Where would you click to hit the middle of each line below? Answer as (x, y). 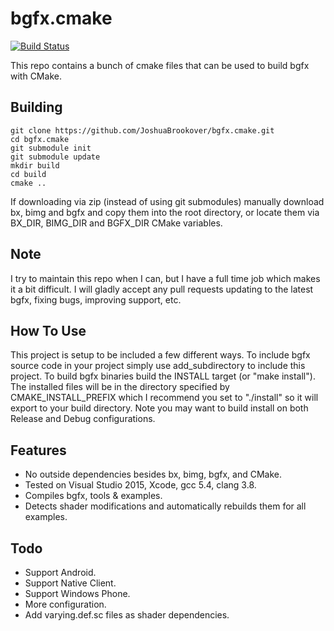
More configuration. (65, 604)
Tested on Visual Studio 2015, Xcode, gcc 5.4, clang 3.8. (140, 485)
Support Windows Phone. (77, 593)
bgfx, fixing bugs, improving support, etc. (96, 299)
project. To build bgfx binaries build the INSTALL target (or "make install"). (163, 376)
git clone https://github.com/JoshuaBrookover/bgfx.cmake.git (142, 130)
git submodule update (55, 157)
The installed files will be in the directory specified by (120, 387)
